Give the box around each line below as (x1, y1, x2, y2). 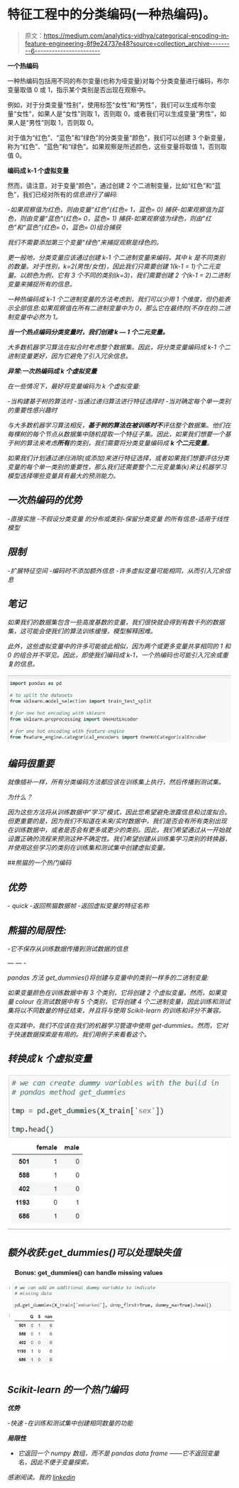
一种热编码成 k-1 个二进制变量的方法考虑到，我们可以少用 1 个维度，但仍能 (7, 295, 225, 303)
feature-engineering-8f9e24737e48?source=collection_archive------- (24, 39, 230, 48)
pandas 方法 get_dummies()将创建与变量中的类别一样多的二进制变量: (7, 973, 209, 982)
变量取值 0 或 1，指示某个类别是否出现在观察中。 (7, 85, 150, 94)
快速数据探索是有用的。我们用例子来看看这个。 (13, 1030, 150, 1039)
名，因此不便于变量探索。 (17, 1457, 93, 1466)
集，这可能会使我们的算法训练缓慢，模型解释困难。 (7, 627, 157, 635)
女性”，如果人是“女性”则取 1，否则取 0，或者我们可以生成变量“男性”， (16, 109, 221, 118)
